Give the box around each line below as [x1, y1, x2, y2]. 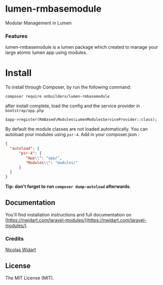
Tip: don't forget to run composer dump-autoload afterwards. [5, 183, 131, 189]
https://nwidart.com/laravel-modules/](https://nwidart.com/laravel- [7, 217, 147, 223]
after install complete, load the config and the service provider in [5, 103, 140, 109]
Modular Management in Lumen [5, 20, 72, 26]
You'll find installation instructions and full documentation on [5, 211, 132, 217]
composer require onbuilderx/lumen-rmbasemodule [5, 94, 110, 99]
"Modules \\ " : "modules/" [25, 160, 78, 165]
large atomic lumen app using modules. [5, 49, 88, 56]
